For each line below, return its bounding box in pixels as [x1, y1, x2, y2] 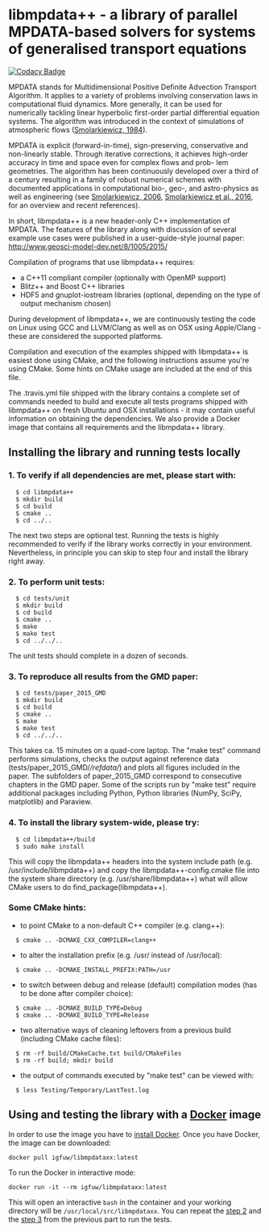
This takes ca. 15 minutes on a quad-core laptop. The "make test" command [8, 746, 261, 755]
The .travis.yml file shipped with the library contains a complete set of [8, 388, 240, 398]
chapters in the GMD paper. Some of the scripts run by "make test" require [8, 779, 256, 790]
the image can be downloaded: [8, 1138, 111, 1147]
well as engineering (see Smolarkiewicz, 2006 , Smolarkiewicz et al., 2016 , [8, 192, 254, 201]
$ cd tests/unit [15, 594, 70, 602]
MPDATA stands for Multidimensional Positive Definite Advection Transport [8, 82, 257, 92]
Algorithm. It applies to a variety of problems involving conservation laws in [8, 90, 259, 100]
